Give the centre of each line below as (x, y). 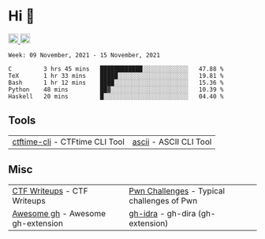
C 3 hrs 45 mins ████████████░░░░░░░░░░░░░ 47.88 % (116, 69)
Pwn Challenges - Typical (177, 190)
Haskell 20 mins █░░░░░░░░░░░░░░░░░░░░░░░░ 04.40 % (116, 96)
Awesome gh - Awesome (59, 213)
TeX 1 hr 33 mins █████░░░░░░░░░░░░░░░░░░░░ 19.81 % (116, 75)
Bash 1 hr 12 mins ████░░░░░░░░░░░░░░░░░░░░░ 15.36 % (116, 83)
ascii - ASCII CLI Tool (172, 142)
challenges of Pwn (163, 200)
